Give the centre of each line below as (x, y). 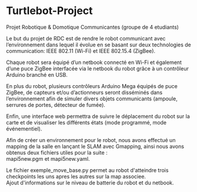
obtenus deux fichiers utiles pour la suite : (57, 152)
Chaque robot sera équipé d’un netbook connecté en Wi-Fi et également (94, 62)
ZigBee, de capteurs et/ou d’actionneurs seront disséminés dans (84, 92)
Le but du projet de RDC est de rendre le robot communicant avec (86, 38)
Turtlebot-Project (49, 11)
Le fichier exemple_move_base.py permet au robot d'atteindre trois (87, 170)
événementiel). (24, 129)
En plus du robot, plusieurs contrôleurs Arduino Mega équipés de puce (92, 86)
